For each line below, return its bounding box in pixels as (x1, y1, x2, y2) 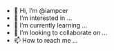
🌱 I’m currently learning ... (13, 21, 88, 29)
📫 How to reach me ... (13, 37, 78, 44)
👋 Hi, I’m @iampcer (13, 7, 69, 14)
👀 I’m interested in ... (13, 14, 73, 22)
